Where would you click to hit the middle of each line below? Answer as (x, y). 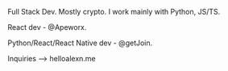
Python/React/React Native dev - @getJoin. (80, 43)
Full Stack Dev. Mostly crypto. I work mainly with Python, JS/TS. (114, 12)
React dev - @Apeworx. (47, 27)
